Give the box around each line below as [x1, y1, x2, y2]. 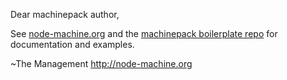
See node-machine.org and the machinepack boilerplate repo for [10, 28, 278, 39]
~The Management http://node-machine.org [10, 58, 193, 69]
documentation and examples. [10, 39, 135, 50]
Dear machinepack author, [10, 9, 120, 20]
